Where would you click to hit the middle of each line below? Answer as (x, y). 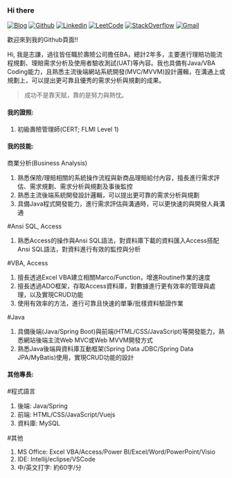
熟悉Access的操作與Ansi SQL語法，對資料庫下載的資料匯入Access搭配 (118, 240)
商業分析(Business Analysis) (47, 163)
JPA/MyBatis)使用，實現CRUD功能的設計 (75, 357)
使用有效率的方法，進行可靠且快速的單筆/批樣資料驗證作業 (100, 303)
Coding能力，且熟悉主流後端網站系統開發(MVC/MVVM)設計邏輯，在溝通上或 (116, 72)
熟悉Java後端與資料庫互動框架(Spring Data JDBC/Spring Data (105, 348)
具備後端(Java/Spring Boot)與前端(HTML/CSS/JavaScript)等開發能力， (118, 331)
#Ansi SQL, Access (35, 226)
